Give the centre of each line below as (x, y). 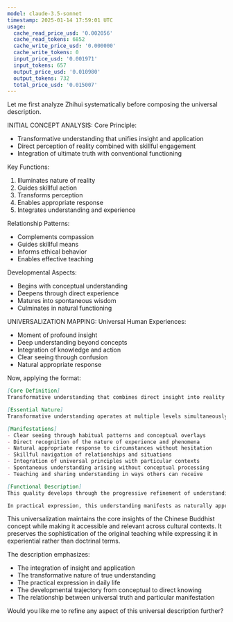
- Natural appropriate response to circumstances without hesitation (110, 448)
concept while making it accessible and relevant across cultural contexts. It (114, 526)
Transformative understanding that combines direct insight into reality (116, 398)
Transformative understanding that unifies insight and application (110, 139)
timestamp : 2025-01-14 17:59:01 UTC (60, 20)
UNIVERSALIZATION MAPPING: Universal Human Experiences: (97, 322)
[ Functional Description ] (44, 486)
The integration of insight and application (76, 568)
